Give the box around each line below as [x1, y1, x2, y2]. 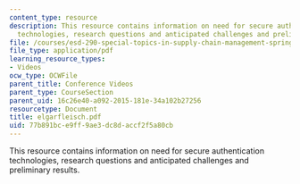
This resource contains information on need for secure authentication [9, 146, 265, 156]
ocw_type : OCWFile [9, 71, 78, 80]
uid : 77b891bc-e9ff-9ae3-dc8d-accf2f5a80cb [9, 121, 174, 130]
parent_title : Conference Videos [9, 79, 134, 88]
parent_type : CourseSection [9, 88, 114, 96]
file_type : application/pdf [9, 46, 114, 55]
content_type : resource [9, 13, 98, 22]
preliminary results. [9, 164, 80, 175]
